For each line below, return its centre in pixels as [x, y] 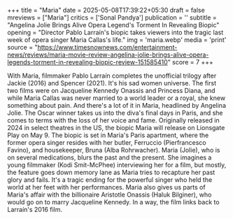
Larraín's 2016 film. [35, 210]
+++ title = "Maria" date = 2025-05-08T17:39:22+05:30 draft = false [106, 10]
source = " [22, 47]
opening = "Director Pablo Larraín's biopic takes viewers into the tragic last [115, 32]
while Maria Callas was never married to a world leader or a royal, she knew [116, 98]
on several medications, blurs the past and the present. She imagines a [110, 157]
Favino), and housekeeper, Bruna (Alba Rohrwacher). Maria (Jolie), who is [114, 150]
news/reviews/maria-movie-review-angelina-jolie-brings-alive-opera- [108, 55]
